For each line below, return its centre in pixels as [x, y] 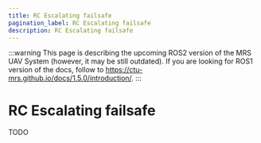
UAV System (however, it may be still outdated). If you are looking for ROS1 [130, 61]
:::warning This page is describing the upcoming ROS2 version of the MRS [130, 53]
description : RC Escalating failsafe [71, 30]
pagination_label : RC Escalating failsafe [80, 23]
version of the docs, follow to [56, 70]
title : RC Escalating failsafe [60, 15]
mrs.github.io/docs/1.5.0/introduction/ [70, 78]
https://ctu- [124, 70]
